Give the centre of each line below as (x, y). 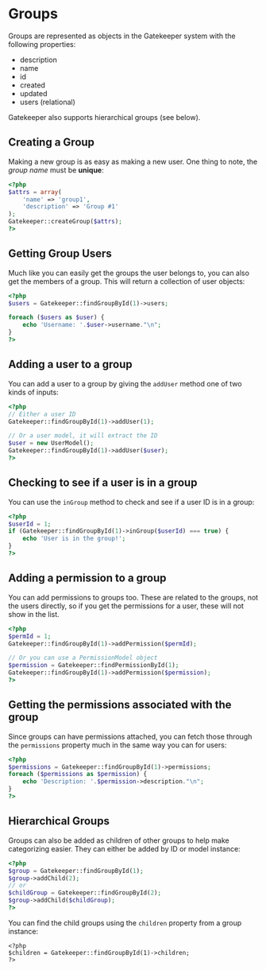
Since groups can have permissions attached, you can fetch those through (130, 736)
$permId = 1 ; (30, 636)
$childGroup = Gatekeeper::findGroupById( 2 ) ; (85, 893)
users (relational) (47, 102)
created (33, 85)
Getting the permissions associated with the (120, 705)
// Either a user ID (42, 414)
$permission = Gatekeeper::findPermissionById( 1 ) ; (94, 665)
